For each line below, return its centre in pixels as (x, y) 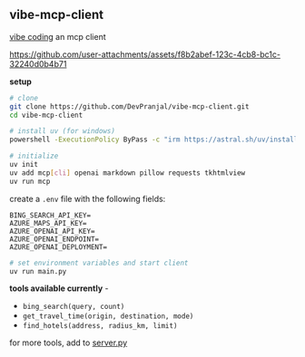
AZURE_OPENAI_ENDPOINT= (54, 239)
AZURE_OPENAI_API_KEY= (52, 231)
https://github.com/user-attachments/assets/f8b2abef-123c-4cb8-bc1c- (145, 54)
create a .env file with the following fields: (88, 198)
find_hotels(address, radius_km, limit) (100, 326)
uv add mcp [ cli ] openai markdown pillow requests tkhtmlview (128, 173)
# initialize (34, 156)
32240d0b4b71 (38, 63)
